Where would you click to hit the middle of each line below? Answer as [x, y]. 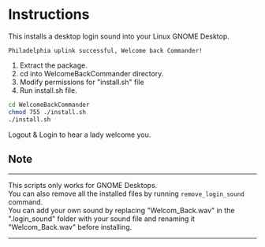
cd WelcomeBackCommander [49, 105]
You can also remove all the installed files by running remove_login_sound [126, 194]
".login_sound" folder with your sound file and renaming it [102, 219]
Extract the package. [54, 65]
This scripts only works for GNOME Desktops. [83, 186]
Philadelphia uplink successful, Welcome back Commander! [105, 50]
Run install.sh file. [48, 90]
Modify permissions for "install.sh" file [82, 82]
